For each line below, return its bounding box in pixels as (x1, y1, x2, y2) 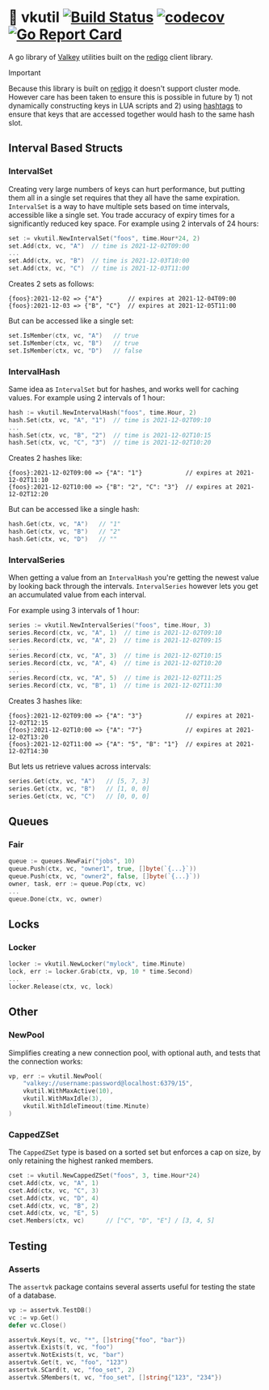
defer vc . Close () (8, 1321, 67, 1329)
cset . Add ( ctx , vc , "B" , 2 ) (8, 1201, 99, 1210)
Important (8, 67, 41, 77)
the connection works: (8, 1056, 83, 1066)
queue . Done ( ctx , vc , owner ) (8, 895, 103, 903)
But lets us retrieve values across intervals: (8, 761, 152, 771)
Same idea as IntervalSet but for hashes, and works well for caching (8, 384, 239, 394)
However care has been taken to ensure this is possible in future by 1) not (8, 92, 253, 101)
